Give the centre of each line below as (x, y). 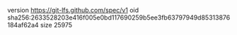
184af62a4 (23, 25)
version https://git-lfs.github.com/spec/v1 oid (73, 10)
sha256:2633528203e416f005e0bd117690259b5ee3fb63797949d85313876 (119, 17)
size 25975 (56, 25)
